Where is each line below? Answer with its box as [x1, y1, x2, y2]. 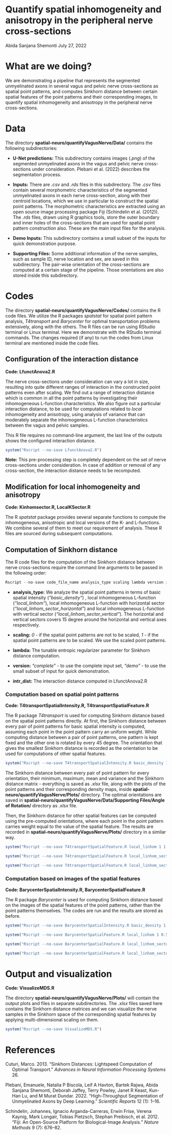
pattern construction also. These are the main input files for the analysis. [12, 225, 166, 231]
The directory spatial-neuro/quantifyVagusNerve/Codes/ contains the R [5, 307, 161, 313]
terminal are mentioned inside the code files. [5, 340, 99, 346]
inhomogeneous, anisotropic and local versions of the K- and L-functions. [5, 520, 160, 526]
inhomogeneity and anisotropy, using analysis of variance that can [5, 411, 145, 417]
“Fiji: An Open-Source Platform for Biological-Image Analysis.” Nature [12, 1119, 159, 1125]
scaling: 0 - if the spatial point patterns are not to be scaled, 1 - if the [12, 632, 159, 638]
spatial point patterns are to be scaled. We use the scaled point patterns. [12, 637, 166, 643]
